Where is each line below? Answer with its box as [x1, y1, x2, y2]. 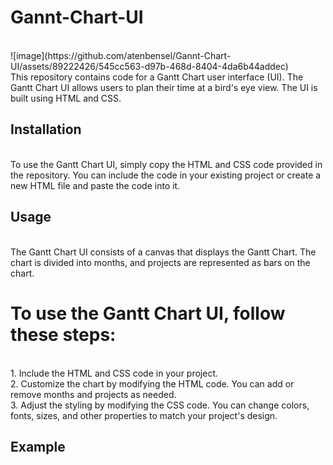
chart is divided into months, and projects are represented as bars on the [10, 256, 311, 268]
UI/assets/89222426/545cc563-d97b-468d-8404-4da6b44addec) [10, 60, 289, 72]
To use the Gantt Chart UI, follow [10, 302, 286, 325]
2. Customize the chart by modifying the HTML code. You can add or [10, 377, 295, 390]
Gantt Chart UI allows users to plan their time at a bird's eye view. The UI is [10, 81, 318, 93]
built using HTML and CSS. [10, 92, 122, 104]
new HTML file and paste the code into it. [10, 179, 181, 191]
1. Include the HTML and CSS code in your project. [10, 367, 219, 379]
